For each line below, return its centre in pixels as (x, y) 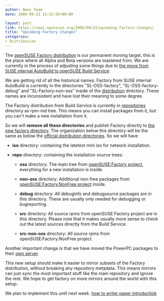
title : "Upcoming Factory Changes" (41, 32)
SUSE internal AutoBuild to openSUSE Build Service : (58, 71)
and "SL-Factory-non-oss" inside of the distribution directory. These (90, 91)
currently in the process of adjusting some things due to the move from (77, 65)
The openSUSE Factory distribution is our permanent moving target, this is (80, 55)
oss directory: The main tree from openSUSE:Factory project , (81, 164)
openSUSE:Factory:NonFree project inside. (63, 184)
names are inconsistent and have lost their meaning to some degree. (74, 96)
